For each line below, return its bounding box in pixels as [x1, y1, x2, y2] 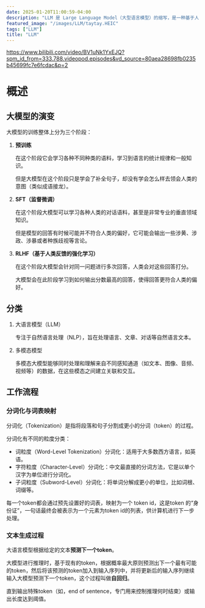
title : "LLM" [6, 32, 40, 38]
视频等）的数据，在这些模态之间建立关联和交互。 [15, 367, 138, 374]
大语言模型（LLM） [15, 321, 64, 328]
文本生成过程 [6, 531, 45, 539]
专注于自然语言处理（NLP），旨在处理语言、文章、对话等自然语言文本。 [15, 333, 195, 341]
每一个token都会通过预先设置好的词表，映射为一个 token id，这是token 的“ [6, 499, 193, 506]
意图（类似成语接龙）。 [15, 183, 72, 190]
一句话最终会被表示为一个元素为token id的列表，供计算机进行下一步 [24, 506, 195, 514]
